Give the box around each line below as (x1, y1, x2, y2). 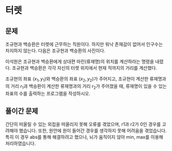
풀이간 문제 (5, 106, 39, 115)
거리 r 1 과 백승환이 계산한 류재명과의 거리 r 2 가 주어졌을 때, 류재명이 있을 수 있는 (10, 83, 167, 90)
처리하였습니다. (5, 140, 36, 146)
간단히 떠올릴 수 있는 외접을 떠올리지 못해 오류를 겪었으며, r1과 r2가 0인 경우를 (5, 121, 161, 127)
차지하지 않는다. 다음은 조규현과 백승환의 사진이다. (5, 48, 106, 54)
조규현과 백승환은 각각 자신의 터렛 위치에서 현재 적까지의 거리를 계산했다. (12, 65, 158, 71)
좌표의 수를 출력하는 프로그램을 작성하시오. (5, 90, 91, 96)
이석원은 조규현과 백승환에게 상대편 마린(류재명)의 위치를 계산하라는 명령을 (5, 58, 154, 64)
